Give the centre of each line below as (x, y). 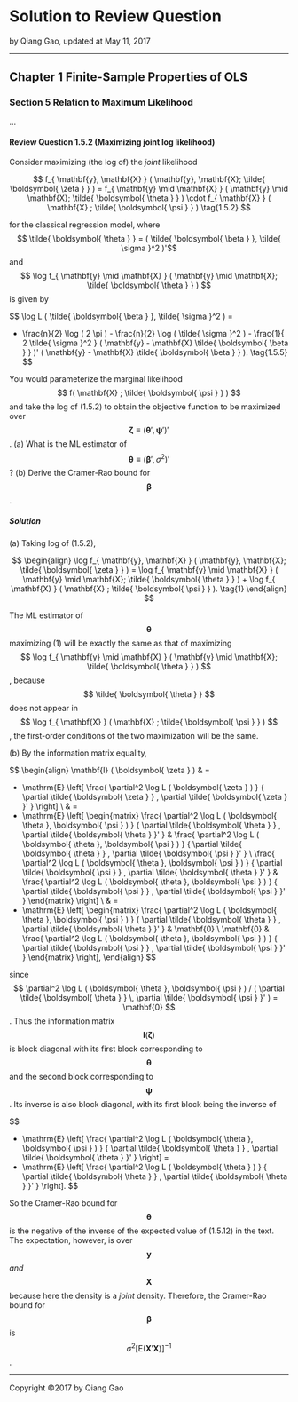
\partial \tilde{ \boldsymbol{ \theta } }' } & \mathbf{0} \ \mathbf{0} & (145, 929)
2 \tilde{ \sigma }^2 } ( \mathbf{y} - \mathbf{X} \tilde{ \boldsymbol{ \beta (155, 343)
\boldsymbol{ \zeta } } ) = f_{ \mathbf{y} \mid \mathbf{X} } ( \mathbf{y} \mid (149, 188)
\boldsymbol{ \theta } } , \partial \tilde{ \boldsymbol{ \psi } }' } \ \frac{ (148, 853)
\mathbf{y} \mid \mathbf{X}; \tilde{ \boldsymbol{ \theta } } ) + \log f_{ (149, 580)
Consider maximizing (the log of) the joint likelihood (103, 162)
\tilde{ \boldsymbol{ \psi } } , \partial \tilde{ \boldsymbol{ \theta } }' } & (150, 873)
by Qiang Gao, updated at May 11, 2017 (80, 41)
